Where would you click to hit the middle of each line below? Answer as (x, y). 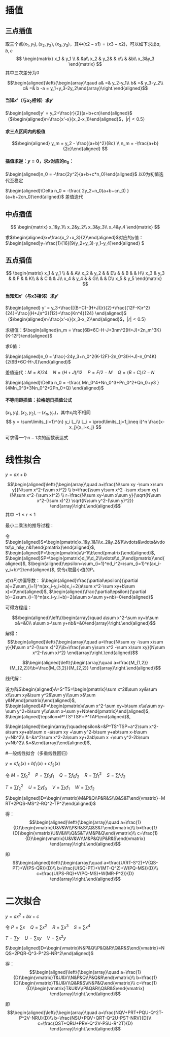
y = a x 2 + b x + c (22, 916)
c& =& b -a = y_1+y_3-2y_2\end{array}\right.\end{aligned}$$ (85, 88)
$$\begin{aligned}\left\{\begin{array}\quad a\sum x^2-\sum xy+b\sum (85, 618)
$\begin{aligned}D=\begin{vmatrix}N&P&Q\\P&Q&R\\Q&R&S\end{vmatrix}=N (85, 948)
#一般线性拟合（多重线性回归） (38, 753)
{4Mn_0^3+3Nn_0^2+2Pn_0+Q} (38, 388)
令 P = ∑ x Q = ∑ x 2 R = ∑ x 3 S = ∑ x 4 (48, 927)
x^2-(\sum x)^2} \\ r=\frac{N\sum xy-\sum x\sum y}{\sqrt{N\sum (94, 495)
